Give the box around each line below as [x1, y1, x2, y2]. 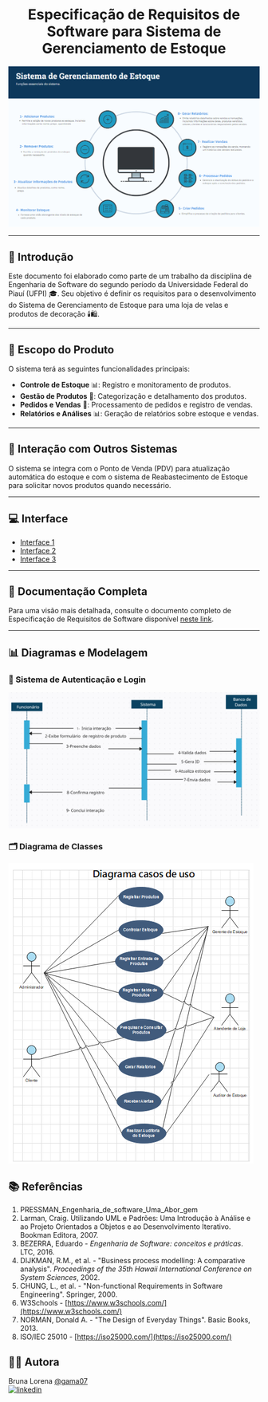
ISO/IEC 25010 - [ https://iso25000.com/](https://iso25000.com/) [19, 1332, 232, 1341]
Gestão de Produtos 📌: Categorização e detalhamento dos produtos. [19, 391, 247, 400]
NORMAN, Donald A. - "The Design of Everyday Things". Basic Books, [19, 1315, 251, 1325]
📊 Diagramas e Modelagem [8, 646, 148, 660]
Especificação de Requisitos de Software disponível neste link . [8, 614, 214, 624]
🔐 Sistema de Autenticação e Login [8, 674, 146, 685]
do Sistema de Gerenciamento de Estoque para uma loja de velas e [8, 301, 229, 310]
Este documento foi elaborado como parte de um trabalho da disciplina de [8, 271, 253, 281]
